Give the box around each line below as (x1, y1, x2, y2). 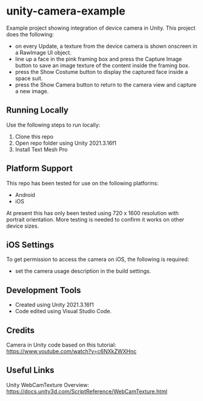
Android (15, 191, 35, 198)
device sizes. (6, 222, 39, 230)
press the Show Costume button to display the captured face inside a (15, 68, 188, 75)
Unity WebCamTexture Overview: (6, 381, 90, 388)
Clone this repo (15, 133, 53, 140)
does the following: (6, 30, 55, 38)
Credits (6, 325, 35, 336)
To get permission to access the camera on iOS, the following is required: (6, 256, 190, 263)
